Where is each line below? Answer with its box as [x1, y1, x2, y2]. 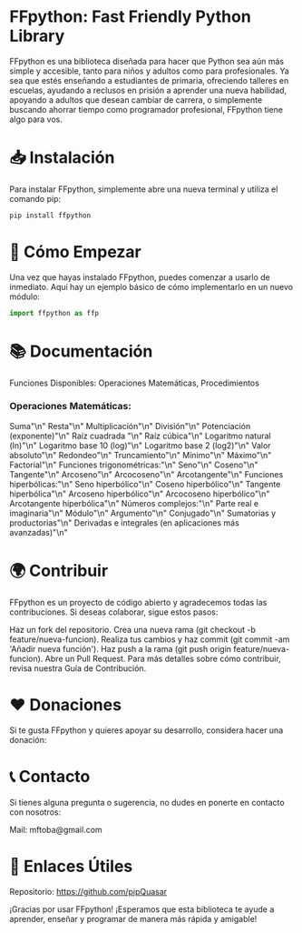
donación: [9, 734, 47, 745]
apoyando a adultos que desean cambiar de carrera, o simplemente [9, 94, 263, 105]
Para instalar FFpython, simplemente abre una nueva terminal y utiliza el [9, 184, 278, 195]
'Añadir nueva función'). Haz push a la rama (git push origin [9, 643, 232, 654]
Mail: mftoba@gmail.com [9, 824, 102, 835]
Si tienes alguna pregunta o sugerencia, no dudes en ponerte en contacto [9, 797, 285, 808]
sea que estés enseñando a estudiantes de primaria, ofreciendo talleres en [9, 75, 289, 85]
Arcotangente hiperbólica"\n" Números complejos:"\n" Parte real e [9, 497, 259, 508]
